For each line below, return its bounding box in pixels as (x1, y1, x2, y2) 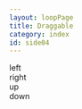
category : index (9, 29, 70, 38)
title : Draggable (9, 21, 74, 30)
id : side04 (9, 38, 50, 47)
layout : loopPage (9, 13, 74, 22)
